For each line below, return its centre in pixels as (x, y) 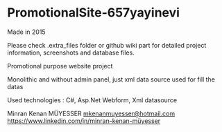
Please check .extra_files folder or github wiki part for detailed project (107, 45)
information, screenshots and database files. (71, 53)
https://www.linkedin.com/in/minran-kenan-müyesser (84, 121)
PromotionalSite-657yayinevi (94, 13)
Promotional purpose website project (60, 66)
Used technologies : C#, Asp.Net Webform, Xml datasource (92, 100)
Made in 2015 (27, 32)
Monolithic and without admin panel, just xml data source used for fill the (111, 79)
